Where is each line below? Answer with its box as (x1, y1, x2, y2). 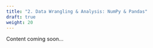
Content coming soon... (6, 36, 64, 43)
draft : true (6, 14, 36, 20)
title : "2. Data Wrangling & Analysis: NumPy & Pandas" (6, 8, 148, 15)
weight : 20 (6, 19, 33, 25)
